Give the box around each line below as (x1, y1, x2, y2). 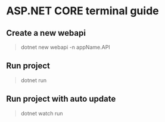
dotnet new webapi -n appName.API (20, 43, 110, 51)
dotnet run (20, 76, 47, 84)
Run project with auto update (6, 94, 116, 104)
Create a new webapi (6, 28, 86, 38)
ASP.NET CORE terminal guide (6, 4, 159, 18)
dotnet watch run (20, 110, 64, 117)
